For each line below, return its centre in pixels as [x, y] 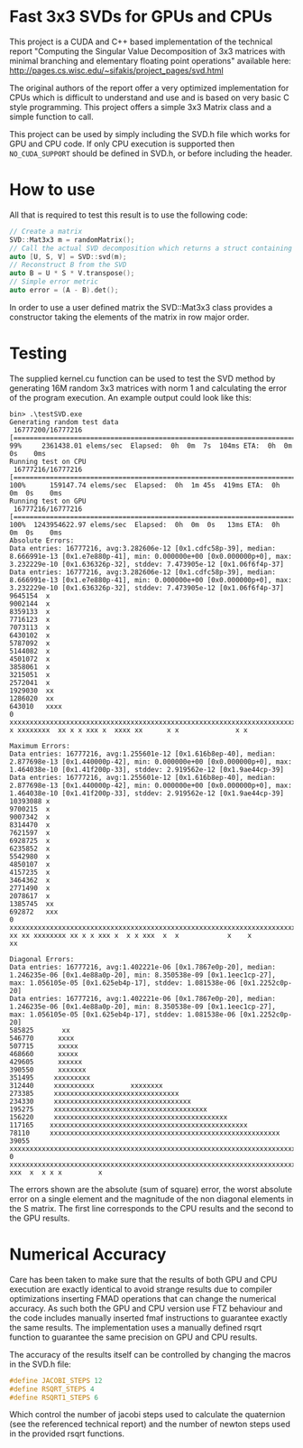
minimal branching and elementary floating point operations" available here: [150, 60]
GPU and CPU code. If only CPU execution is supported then [122, 144]
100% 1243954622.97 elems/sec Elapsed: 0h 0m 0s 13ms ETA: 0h [145, 524]
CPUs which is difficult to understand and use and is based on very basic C [150, 97]
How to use [52, 190]
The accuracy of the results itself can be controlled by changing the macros [150, 1354]
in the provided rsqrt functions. [67, 1434]
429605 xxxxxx [46, 1062]
